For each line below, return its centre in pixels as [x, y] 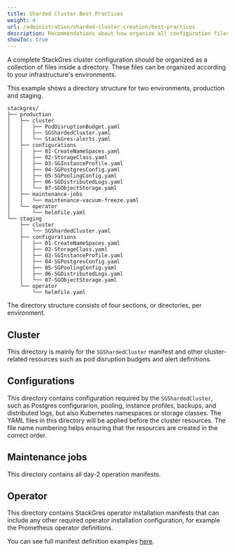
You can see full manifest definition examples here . [81, 541]
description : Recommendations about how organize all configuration [109, 33]
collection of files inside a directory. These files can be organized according [116, 67]
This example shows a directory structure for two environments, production [116, 88]
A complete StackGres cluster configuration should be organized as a [107, 60]
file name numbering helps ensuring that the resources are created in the [113, 427]
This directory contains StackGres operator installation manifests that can [113, 513]
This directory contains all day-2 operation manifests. [84, 474]
